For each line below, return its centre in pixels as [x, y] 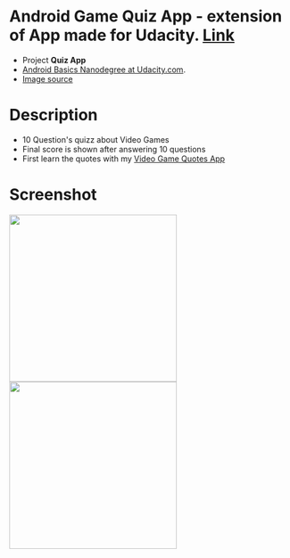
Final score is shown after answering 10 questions [114, 149]
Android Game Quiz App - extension [146, 16]
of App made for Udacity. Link [122, 35]
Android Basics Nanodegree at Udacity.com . [104, 70]
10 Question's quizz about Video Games [95, 139]
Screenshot [53, 195]
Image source [47, 78]
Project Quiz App [54, 60]
